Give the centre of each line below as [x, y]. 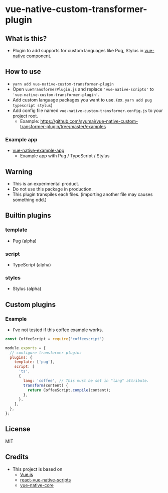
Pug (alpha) [24, 241]
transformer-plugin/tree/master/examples [63, 126]
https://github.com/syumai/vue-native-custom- [89, 121]
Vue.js [27, 474]
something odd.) [29, 200]
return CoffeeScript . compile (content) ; [69, 390]
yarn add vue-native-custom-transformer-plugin [63, 84]
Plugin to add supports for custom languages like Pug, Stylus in [78, 51]
